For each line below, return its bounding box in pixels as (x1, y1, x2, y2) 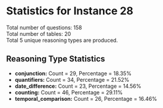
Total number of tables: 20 (6, 30, 71, 37)
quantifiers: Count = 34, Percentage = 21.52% (14, 76, 130, 83)
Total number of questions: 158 (6, 24, 82, 31)
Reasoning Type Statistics (6, 54, 105, 64)
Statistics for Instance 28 (6, 4, 134, 18)
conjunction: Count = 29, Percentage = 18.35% (14, 70, 132, 77)
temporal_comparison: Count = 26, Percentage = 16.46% (14, 95, 158, 102)
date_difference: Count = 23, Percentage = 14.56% (14, 82, 142, 90)
